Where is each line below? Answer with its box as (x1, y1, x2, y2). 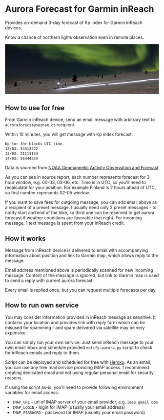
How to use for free (5, 104, 65, 112)
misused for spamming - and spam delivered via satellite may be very (5, 325, 145, 330)
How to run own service (5, 301, 79, 309)
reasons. (5, 374, 23, 380)
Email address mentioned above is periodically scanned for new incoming (5, 267, 153, 273)
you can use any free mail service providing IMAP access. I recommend (5, 364, 149, 370)
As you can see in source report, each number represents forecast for (5, 174, 146, 180)
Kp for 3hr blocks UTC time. (5, 141, 64, 146)
